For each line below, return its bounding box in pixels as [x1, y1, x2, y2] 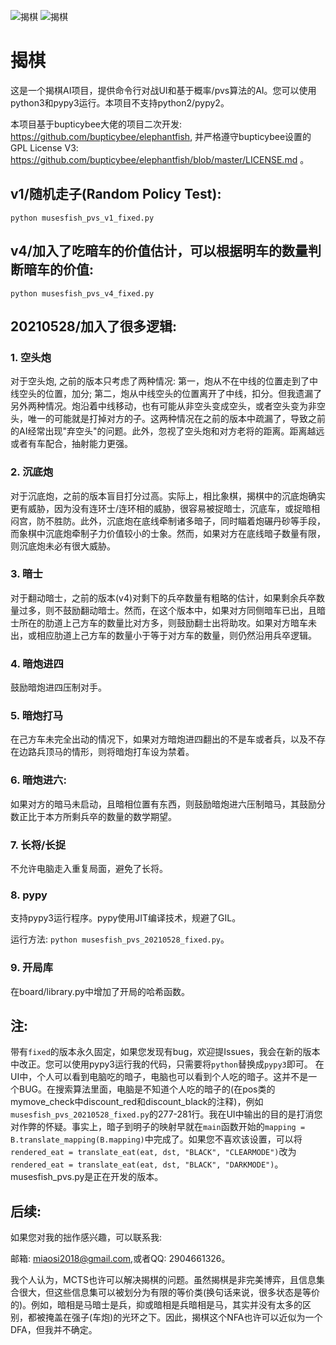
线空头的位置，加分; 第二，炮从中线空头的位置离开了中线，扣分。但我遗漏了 [10, 388, 323, 400]
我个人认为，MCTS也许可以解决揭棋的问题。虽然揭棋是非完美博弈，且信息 [10, 1274, 317, 1286]
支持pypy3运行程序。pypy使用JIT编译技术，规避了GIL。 [10, 912, 242, 924]
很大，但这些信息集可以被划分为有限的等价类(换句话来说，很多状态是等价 [18, 1286, 321, 1299]
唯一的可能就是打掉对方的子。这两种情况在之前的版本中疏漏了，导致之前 [27, 413, 326, 425]
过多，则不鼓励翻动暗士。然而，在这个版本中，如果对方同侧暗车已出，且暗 [18, 604, 326, 616]
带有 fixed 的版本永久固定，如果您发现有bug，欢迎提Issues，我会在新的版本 [10, 1046, 321, 1058]
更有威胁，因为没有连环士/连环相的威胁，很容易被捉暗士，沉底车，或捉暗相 [10, 502, 321, 514]
